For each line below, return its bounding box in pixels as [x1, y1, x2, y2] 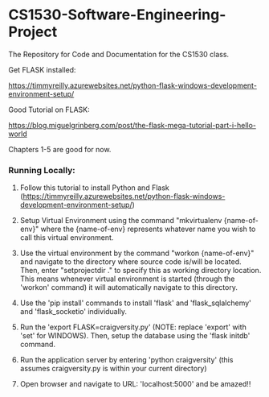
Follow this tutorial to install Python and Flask [19, 183, 170, 192]
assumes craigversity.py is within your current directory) [19, 364, 207, 374]
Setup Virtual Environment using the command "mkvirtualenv [19, 216, 222, 225]
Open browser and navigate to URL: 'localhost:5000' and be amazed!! [19, 379, 251, 389]
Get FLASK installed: [8, 64, 76, 74]
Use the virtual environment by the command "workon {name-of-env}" [19, 248, 255, 258]
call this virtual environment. [19, 233, 114, 242]
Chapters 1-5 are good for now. [8, 144, 112, 154]
